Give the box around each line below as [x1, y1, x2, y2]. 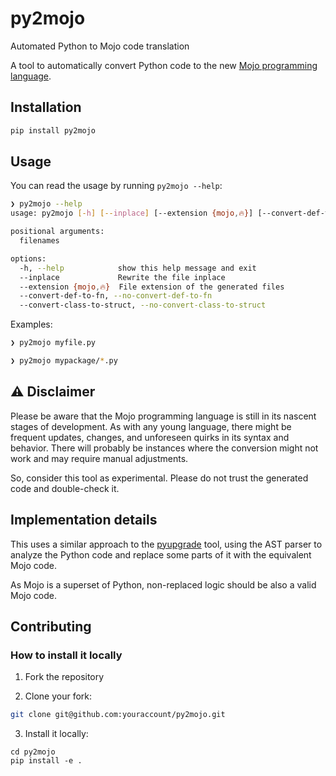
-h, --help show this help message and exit [19, 263, 257, 273]
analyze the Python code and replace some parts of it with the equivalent [10, 548, 312, 561]
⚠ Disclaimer [10, 383, 96, 401]
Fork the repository [24, 671, 105, 683]
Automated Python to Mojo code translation [10, 40, 190, 52]
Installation [10, 99, 82, 116]
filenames [19, 236, 60, 246]
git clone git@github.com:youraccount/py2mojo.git [10, 710, 226, 720]
